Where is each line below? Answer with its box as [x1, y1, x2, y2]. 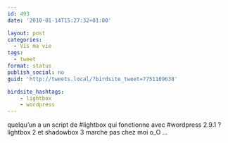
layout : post [7, 30, 46, 37]
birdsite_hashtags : [7, 88, 65, 95]
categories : [7, 36, 42, 43]
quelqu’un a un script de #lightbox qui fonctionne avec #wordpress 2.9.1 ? [7, 120, 222, 129]
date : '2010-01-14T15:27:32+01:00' [7, 17, 112, 24]
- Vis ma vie [13, 43, 52, 50]
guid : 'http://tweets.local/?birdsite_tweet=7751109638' [7, 75, 178, 82]
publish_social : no [7, 68, 65, 76]
